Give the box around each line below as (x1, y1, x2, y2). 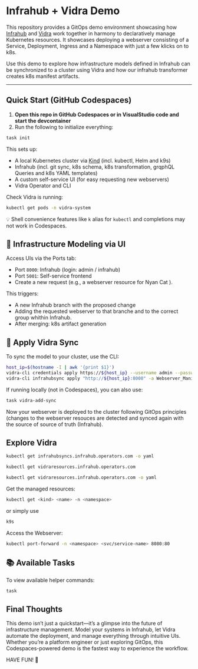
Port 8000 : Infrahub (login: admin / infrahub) (14, 266, 121, 273)
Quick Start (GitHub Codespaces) (6, 95, 132, 106)
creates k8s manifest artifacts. (6, 72, 80, 80)
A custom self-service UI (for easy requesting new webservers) (14, 176, 170, 183)
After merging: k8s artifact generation (14, 320, 107, 328)
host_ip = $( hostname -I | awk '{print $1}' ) (6, 364, 115, 371)
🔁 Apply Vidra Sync (6, 337, 79, 347)
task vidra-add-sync (6, 397, 57, 403)
